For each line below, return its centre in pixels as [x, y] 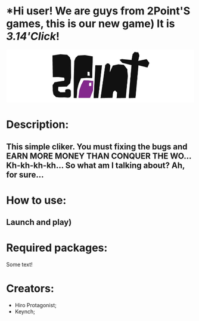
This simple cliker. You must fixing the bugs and [97, 147]
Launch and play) [39, 222]
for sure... [25, 175]
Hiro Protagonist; [35, 305]
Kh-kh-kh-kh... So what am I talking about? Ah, [96, 165]
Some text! [19, 265]
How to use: [36, 200]
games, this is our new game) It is [91, 24]
